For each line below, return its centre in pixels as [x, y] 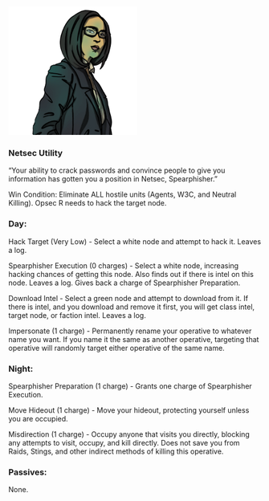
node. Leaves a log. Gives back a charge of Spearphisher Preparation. [124, 283]
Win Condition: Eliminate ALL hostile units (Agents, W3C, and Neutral [122, 194]
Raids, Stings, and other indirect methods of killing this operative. [116, 451]
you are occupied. [38, 418]
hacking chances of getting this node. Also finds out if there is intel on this [131, 274]
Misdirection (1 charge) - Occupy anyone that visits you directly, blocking [129, 434]
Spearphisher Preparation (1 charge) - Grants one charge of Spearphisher [130, 386]
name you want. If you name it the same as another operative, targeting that [134, 339]
